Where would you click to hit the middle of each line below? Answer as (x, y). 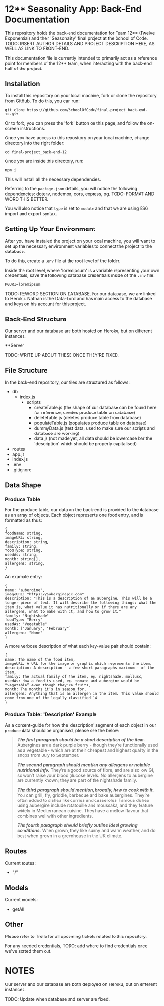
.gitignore (22, 470)
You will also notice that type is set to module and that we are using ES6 (77, 208)
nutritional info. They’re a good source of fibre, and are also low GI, (86, 770)
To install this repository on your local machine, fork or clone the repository (81, 95)
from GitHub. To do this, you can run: (42, 101)
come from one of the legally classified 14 (51, 698)
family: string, (22, 546)
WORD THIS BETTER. (27, 199)
